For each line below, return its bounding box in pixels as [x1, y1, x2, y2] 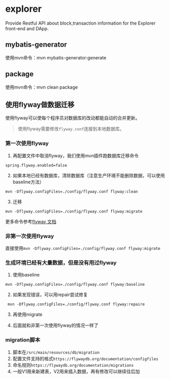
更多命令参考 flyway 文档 [5, 218, 57, 224]
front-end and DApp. [5, 25, 49, 31]
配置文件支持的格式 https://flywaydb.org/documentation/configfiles [12, 355, 159, 362]
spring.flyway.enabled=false [5, 162, 67, 168]
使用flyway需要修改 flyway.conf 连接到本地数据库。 [17, 126, 125, 132]
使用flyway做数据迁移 [5, 100, 75, 109]
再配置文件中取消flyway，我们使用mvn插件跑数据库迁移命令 [12, 152, 139, 159]
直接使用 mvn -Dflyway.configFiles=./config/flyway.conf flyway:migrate [5, 245, 161, 251]
